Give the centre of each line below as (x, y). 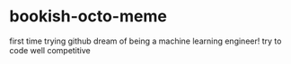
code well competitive (50, 50)
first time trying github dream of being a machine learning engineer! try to (145, 41)
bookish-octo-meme (88, 16)
